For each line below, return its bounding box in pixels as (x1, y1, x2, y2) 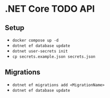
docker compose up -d (12, 38, 59, 43)
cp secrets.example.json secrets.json (12, 54, 96, 59)
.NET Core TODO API (5, 3, 95, 15)
